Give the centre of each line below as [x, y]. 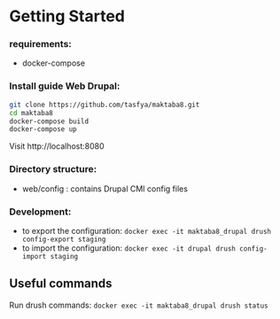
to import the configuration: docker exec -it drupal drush [129, 248]
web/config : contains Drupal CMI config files [105, 189]
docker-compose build [49, 121]
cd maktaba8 [31, 113]
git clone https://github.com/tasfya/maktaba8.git [105, 105]
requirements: [41, 44]
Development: [40, 212]
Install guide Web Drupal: [65, 86]
